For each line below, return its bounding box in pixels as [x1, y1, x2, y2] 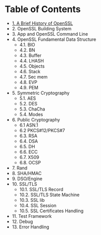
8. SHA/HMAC [12, 170, 42, 176]
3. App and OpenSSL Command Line [12, 31, 88, 37]
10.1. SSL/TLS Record [19, 186, 64, 192]
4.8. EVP [19, 79, 38, 85]
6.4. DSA [19, 138, 38, 144]
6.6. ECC [19, 149, 38, 155]
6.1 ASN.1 [19, 122, 38, 128]
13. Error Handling [12, 223, 50, 230]
